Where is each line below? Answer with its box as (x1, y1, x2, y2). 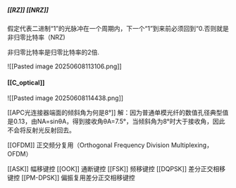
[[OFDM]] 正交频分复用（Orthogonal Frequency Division (7, 141, 170, 149)
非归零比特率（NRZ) (7, 32, 66, 42)
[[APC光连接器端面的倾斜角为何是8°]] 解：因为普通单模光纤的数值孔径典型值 (7, 108, 229, 117)
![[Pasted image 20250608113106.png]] (7, 62, 122, 70)
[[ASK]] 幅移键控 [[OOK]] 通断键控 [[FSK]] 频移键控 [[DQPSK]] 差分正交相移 (7, 165, 225, 173)
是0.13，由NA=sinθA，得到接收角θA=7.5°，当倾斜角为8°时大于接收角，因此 (7, 117, 225, 126)
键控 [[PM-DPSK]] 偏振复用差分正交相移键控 (7, 173, 135, 182)
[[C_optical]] (7, 78, 45, 87)
